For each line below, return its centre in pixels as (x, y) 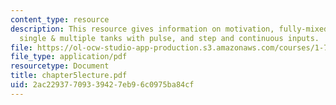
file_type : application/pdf (69, 57)
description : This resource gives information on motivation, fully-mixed (169, 29)
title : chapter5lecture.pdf (69, 76)
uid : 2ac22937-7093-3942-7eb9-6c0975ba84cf (102, 85)
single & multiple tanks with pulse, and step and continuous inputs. (169, 38)
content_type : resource (60, 19)
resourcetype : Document (60, 66)
